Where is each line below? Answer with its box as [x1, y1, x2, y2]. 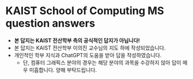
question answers [5, 17, 95, 30]
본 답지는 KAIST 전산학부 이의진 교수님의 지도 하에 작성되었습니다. [14, 44, 166, 51]
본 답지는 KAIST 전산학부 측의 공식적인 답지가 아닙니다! [14, 37, 141, 44]
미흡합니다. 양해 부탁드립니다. [29, 66, 97, 73]
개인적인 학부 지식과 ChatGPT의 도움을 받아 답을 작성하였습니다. [14, 51, 162, 58]
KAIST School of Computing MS [5, 4, 164, 18]
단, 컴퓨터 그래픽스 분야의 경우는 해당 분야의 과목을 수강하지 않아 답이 [22, 59, 182, 66]
